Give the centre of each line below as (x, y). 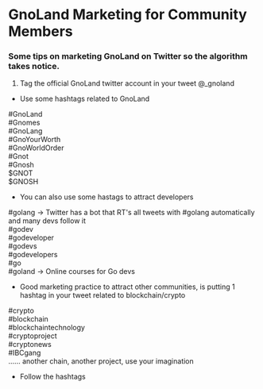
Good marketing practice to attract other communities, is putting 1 (128, 287)
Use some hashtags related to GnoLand (85, 99)
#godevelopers (33, 255)
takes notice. (34, 67)
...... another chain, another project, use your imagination (101, 361)
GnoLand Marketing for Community (128, 15)
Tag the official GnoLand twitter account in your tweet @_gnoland (127, 83)
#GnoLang (25, 131)
